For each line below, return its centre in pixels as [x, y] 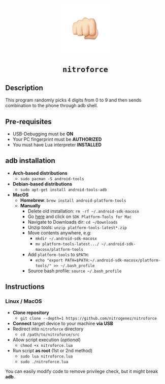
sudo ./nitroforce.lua [44, 362]
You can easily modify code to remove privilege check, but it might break [82, 371]
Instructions [25, 287]
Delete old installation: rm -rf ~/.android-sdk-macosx [84, 211]
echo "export [49, 260]
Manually [30, 205]
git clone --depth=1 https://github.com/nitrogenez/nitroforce [89, 318]
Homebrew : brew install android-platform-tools [73, 200]
